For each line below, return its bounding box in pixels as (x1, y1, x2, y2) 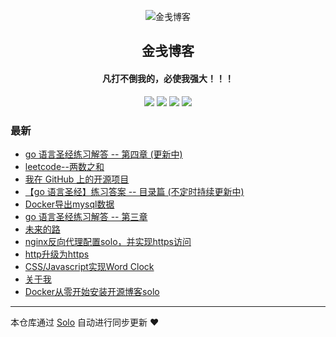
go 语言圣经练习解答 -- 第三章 (24, 210, 148, 222)
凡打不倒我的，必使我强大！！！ (102, 72, 234, 84)
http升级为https (24, 248, 90, 260)
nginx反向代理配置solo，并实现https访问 (24, 235, 192, 247)
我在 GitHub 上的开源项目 (24, 173, 130, 185)
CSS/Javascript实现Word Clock (24, 260, 155, 272)
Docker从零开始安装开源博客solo (24, 285, 160, 297)
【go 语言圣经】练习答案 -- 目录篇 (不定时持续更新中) (24, 185, 245, 197)
